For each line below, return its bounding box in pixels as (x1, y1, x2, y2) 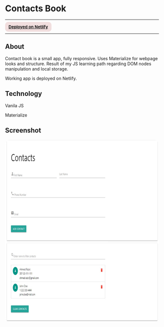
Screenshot (5, 126, 41, 135)
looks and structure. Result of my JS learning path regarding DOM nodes (5, 61, 151, 67)
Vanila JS (5, 102, 24, 108)
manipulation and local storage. (5, 66, 68, 71)
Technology (5, 90, 42, 98)
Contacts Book (5, 3, 66, 14)
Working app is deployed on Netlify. (5, 75, 77, 81)
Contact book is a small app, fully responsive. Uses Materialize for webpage (5, 55, 158, 61)
